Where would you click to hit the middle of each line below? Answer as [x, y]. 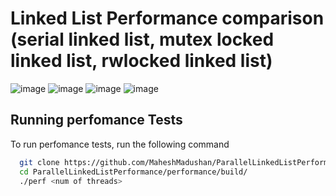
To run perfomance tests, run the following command [120, 144]
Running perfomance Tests [96, 120]
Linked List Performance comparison [167, 18]
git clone [39, 162]
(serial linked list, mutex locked [142, 39]
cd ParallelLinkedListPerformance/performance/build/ [133, 172]
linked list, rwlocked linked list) [141, 61]
